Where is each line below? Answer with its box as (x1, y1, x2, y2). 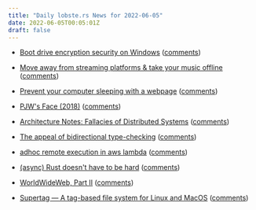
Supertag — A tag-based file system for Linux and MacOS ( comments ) (19, 193, 249, 203)
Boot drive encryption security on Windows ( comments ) (19, 48, 202, 57)
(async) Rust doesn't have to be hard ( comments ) (19, 163, 181, 172)
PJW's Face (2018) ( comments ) (19, 101, 122, 111)
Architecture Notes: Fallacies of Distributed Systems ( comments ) (19, 117, 230, 127)
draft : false (8, 26, 51, 34)
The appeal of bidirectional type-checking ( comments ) (19, 132, 197, 142)
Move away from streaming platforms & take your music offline (19, 63, 223, 72)
